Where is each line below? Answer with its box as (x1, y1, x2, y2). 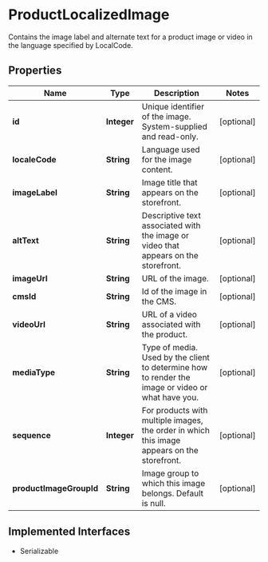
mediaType (12, 366, 56, 377)
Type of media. (141, 341, 198, 353)
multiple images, (141, 414, 203, 425)
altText (12, 234, 40, 245)
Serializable (19, 546, 59, 556)
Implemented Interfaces (8, 525, 131, 539)
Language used (141, 144, 201, 155)
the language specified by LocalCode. (8, 40, 133, 50)
